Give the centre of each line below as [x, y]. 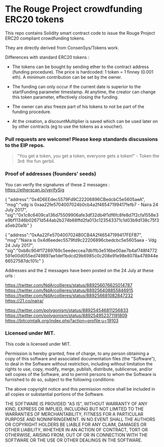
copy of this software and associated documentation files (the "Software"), [81, 358]
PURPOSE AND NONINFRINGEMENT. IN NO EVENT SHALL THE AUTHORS [80, 419]
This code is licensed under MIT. [38, 344]
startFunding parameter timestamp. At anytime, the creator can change [84, 92]
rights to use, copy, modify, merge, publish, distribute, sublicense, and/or [79, 369]
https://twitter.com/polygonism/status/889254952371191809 [66, 315]
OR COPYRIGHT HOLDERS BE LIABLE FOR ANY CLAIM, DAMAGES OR [76, 424]
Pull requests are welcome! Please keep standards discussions [82, 139]
